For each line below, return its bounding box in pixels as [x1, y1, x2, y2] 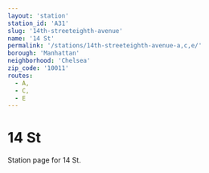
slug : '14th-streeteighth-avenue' [7, 27, 124, 35]
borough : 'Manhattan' [7, 49, 80, 57]
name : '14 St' [7, 34, 55, 43]
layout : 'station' [7, 11, 69, 20]
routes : [7, 72, 34, 80]
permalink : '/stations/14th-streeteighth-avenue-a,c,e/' [7, 42, 203, 50]
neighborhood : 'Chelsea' [7, 57, 91, 65]
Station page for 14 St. [7, 155, 81, 165]
